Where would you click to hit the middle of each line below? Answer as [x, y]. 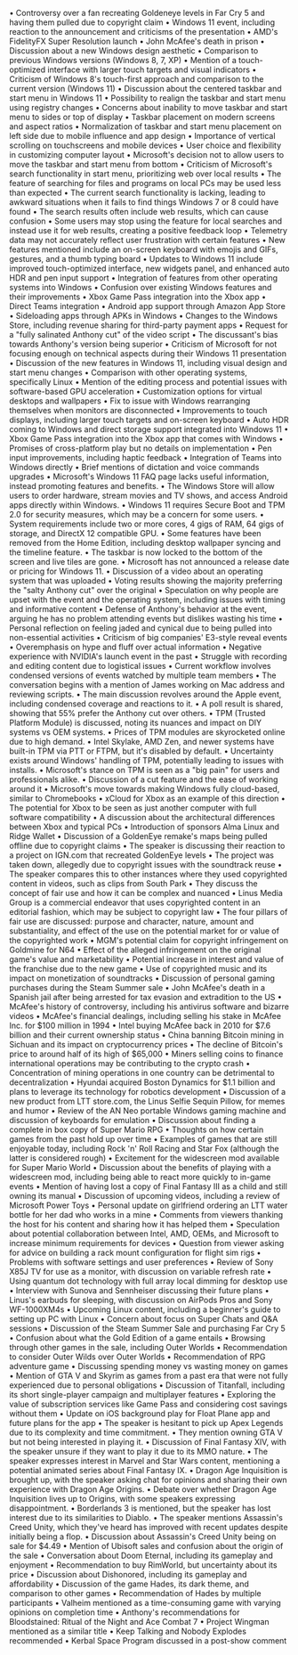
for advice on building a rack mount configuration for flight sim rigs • [135, 1252]
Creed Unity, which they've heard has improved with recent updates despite [149, 1527]
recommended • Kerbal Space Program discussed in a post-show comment [148, 1641]
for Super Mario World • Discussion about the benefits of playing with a [140, 1167]
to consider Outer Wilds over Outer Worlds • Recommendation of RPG [137, 1357]
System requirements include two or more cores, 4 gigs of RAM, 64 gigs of [147, 524]
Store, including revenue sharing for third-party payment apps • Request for [149, 325]
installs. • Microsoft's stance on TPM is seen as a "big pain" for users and [145, 770]
